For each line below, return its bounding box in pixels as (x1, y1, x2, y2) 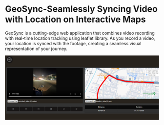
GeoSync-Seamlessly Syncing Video (5, 3, 158, 15)
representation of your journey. (5, 46, 67, 51)
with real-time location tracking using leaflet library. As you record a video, (5, 35, 155, 41)
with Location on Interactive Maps (5, 14, 146, 25)
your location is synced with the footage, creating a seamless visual (5, 40, 142, 46)
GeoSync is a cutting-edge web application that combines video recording (5, 30, 155, 36)
